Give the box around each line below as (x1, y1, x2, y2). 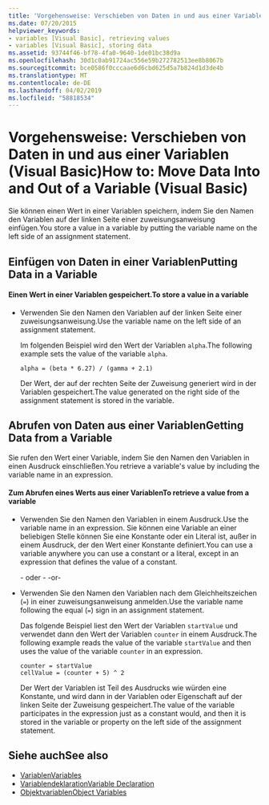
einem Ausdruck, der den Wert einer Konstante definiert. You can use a (19, 539, 254, 550)
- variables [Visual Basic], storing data (8, 42, 152, 50)
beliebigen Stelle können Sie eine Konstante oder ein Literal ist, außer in (19, 531, 257, 541)
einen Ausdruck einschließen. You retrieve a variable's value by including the (8, 461, 260, 470)
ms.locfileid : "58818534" (8, 94, 94, 102)
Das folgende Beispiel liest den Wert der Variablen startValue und (19, 620, 239, 630)
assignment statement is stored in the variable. (19, 395, 175, 405)
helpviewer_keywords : (8, 26, 81, 35)
